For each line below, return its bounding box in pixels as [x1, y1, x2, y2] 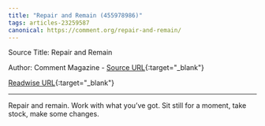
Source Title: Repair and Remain [8, 48, 113, 57]
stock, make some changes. [8, 109, 100, 119]
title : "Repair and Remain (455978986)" [8, 11, 144, 20]
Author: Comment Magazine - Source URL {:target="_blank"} [8, 63, 205, 72]
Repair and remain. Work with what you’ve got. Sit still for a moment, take [8, 101, 247, 110]
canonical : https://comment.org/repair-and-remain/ [8, 26, 181, 34]
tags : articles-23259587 [8, 19, 90, 27]
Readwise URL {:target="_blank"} [8, 78, 115, 87]
